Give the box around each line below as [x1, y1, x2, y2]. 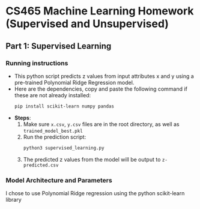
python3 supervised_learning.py [23, 145, 105, 151]
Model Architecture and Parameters [5, 176, 112, 184]
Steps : [14, 114, 31, 121]
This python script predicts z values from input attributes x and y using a [14, 72, 195, 79]
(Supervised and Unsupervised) [5, 17, 169, 31]
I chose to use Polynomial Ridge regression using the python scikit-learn [5, 189, 185, 196]
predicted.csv [23, 162, 59, 168]
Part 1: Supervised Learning [5, 41, 112, 51]
